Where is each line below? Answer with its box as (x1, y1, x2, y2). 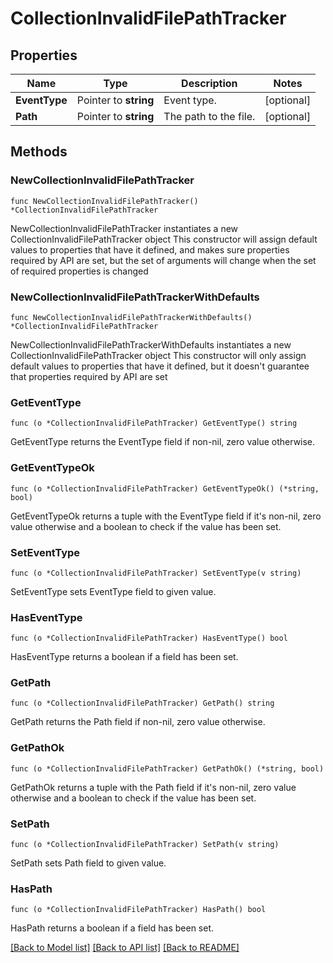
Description (181, 77, 238, 90)
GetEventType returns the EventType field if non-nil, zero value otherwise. (10, 436, 316, 448)
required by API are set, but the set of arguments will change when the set (10, 254, 317, 266)
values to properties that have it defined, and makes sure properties (10, 243, 290, 256)
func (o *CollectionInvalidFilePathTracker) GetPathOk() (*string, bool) (10, 763, 325, 774)
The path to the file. (163, 110, 256, 123)
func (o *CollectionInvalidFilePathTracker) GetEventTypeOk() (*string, (10, 483, 320, 494)
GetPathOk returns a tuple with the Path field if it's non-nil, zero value (10, 781, 297, 793)
